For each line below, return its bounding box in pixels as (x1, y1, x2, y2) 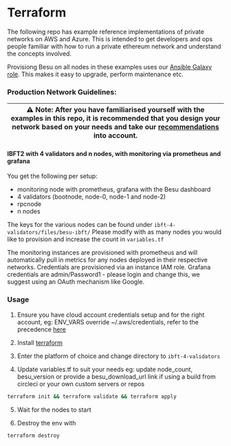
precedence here (16, 325, 67, 333)
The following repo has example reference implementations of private (7, 27, 205, 36)
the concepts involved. (7, 49, 72, 58)
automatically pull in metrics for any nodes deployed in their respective (7, 256, 208, 264)
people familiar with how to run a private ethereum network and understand (7, 42, 221, 50)
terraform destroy (7, 432, 60, 439)
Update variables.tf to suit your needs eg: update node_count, (16, 365, 193, 373)
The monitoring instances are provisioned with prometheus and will (7, 249, 198, 257)
